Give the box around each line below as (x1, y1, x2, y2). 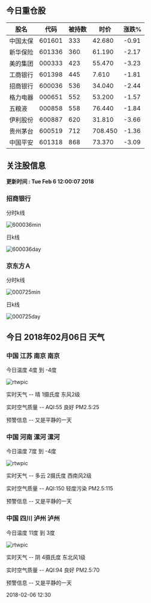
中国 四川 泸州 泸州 (6, 514, 60, 522)
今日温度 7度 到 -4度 (6, 448, 57, 455)
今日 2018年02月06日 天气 (6, 332, 105, 342)
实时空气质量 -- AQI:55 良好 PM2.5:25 (6, 403, 100, 410)
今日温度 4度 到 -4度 (6, 366, 57, 373)
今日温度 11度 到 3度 (6, 529, 55, 536)
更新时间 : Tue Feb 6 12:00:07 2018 (6, 178, 94, 185)
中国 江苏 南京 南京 (6, 351, 60, 360)
